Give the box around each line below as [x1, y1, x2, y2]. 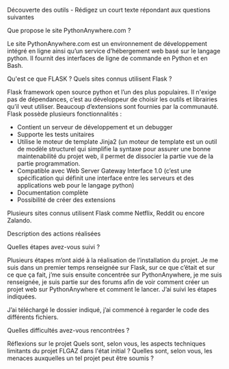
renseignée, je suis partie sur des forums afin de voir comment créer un [7, 278, 209, 286]
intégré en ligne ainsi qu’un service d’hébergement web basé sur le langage [7, 47, 221, 55]
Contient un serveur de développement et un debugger [16, 123, 173, 131]
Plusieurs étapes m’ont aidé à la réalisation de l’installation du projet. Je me [7, 256, 219, 264]
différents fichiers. [7, 313, 59, 321]
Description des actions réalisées [7, 229, 101, 238]
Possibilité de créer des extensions [16, 196, 116, 204]
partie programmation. [16, 160, 81, 167]
